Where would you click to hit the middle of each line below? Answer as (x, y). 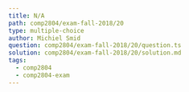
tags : (17, 61)
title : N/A (27, 16)
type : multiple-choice (46, 30)
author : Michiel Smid (45, 38)
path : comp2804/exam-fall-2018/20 (66, 23)
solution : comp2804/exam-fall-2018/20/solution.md (95, 53)
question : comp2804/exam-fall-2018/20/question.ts (95, 46)
